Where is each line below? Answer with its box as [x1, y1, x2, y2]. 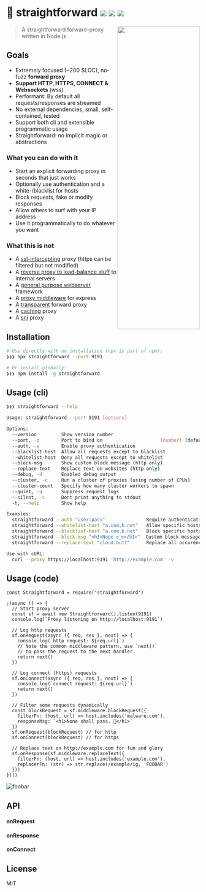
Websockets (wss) [15, 86, 64, 93]
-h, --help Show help [12, 500, 86, 506]
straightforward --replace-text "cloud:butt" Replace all [12, 539, 177, 545]
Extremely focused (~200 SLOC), [15, 66, 99, 74]
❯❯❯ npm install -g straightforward [6, 371, 100, 377]
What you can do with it [6, 153, 78, 162]
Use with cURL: [6, 550, 45, 557]
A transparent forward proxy [15, 301, 87, 309]
